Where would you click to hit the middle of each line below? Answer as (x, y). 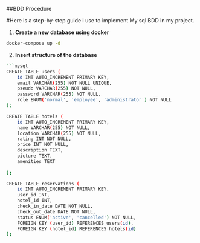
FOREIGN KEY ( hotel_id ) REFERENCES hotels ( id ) (77, 229)
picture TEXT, (35, 156)
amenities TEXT (36, 161)
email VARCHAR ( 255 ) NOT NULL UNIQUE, (65, 83)
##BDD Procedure (29, 9)
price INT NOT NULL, (43, 145)
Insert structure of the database (56, 55)
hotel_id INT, (35, 201)
